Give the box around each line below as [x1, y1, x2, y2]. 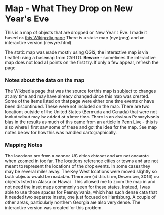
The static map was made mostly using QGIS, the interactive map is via [5, 49, 148, 55]
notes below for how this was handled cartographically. [5, 130, 117, 136]
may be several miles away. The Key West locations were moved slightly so [5, 168, 157, 174]
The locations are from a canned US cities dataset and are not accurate [5, 153, 149, 158]
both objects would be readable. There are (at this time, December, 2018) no [5, 174, 159, 179]
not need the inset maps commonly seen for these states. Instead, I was [5, 184, 150, 190]
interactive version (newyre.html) [5, 39, 72, 45]
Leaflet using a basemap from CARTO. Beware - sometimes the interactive [5, 54, 156, 60]
